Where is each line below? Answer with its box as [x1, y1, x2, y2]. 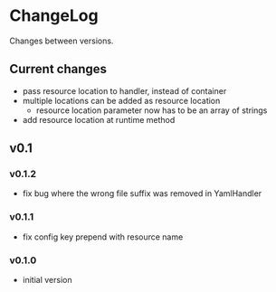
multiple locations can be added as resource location [22, 95, 221, 106]
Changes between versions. [9, 35, 114, 46]
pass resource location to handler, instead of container [22, 85, 227, 96]
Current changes [9, 61, 107, 77]
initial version [22, 275, 72, 286]
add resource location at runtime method [22, 114, 176, 125]
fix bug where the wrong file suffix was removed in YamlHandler [22, 188, 262, 199]
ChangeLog [9, 5, 99, 26]
